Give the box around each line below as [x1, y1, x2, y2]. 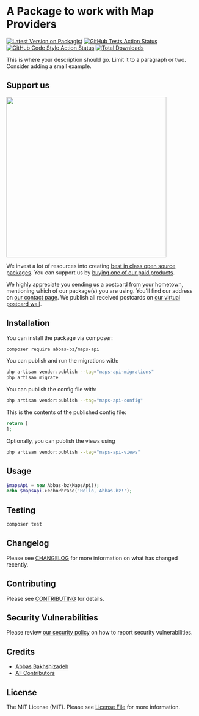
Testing [6, 505, 36, 515]
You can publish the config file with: [6, 386, 96, 393]
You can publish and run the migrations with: [6, 357, 119, 364]
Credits [6, 646, 35, 657]
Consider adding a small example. [6, 62, 92, 70]
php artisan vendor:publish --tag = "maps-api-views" [6, 449, 140, 455]
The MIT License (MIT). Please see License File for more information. [6, 703, 180, 710]
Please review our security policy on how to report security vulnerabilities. [6, 629, 193, 636]
